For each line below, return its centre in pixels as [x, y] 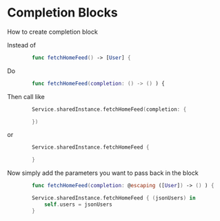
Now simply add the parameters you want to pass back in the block [103, 173]
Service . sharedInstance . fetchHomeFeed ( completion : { [109, 109]
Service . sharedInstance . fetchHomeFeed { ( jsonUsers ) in [114, 198]
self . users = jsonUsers [78, 204]
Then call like [26, 96]
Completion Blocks [63, 13]
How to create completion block [52, 32]
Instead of [22, 45]
